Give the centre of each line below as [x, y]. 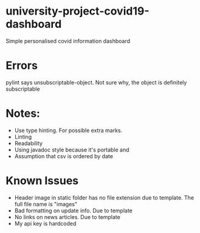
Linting [23, 137]
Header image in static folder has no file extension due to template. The [104, 197]
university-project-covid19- [78, 11]
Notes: [23, 113]
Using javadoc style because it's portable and [72, 150]
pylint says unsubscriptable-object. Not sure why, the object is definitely [96, 82]
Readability [29, 143]
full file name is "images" [46, 204]
